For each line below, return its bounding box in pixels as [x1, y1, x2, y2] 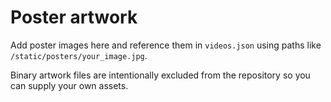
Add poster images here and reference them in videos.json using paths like [10, 39, 322, 51]
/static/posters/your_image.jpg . [10, 49, 148, 61]
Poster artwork [10, 6, 138, 29]
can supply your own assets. [10, 79, 129, 91]
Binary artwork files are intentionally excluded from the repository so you [10, 69, 311, 81]
